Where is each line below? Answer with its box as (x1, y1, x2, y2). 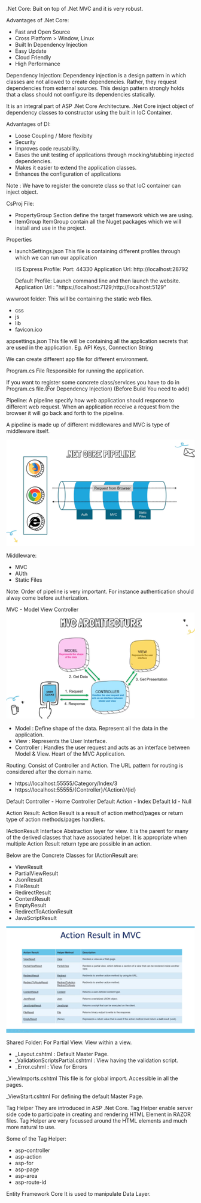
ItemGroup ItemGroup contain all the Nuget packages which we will (14, 218, 181, 225)
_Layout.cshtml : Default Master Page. (14, 1050, 109, 1057)
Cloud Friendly (14, 54, 51, 61)
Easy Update (14, 47, 47, 55)
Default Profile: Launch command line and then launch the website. (14, 277, 181, 284)
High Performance (14, 60, 61, 67)
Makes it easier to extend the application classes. (14, 164, 137, 171)
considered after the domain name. (6, 768, 93, 775)
